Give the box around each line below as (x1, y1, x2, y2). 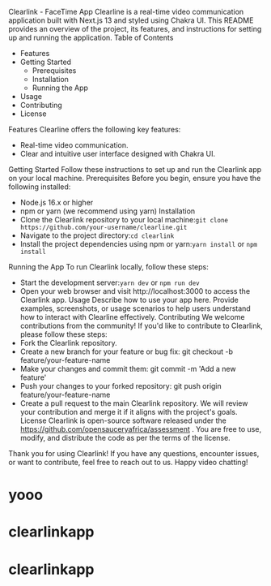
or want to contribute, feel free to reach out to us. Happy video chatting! (8, 458, 248, 467)
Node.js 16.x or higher (19, 198, 94, 207)
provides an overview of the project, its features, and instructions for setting (8, 24, 262, 33)
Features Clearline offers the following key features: (8, 125, 181, 134)
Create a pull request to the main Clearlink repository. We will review (19, 399, 248, 408)
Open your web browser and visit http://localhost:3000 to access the (19, 287, 251, 295)
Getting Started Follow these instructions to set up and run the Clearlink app (8, 165, 262, 174)
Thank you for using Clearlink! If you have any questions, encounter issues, (8, 449, 260, 458)
